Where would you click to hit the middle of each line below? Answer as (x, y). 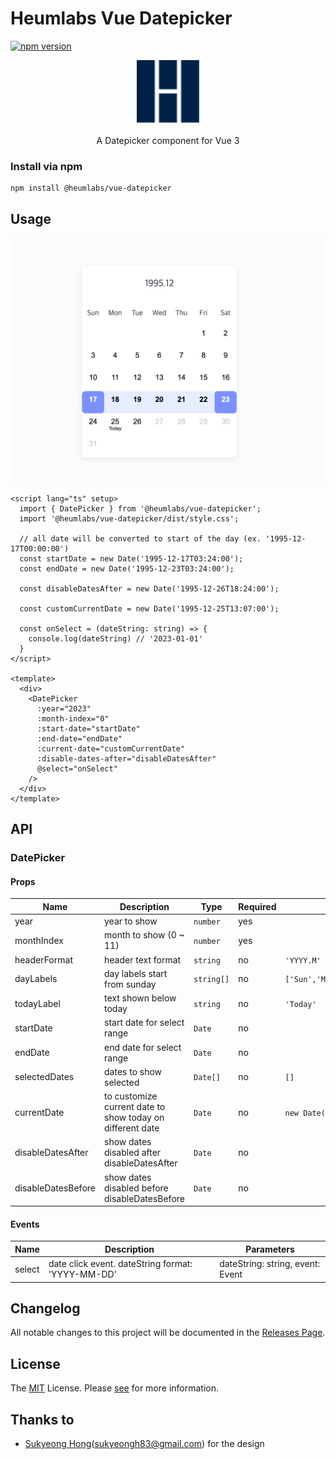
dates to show (133, 1071)
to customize (131, 1096)
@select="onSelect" (77, 768)
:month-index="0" (73, 718)
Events (25, 1224)
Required (257, 906)
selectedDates (44, 1077)
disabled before (136, 1188)
